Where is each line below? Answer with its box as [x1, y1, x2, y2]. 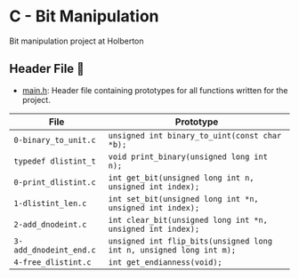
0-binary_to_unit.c [13, 135, 96, 145]
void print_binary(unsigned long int [108, 151, 269, 162]
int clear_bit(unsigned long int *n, [108, 215, 269, 225]
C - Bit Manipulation [9, 6, 159, 27]
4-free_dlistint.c [13, 257, 92, 267]
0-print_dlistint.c [13, 177, 96, 187]
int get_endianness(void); [108, 257, 222, 267]
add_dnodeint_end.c [13, 244, 96, 255]
